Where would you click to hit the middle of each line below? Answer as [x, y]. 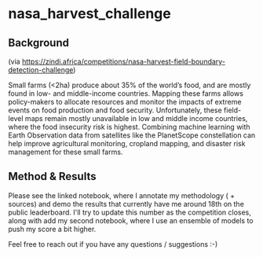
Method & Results [52, 176]
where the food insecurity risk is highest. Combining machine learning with [129, 127]
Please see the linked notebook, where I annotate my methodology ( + [122, 195]
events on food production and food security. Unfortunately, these [115, 110]
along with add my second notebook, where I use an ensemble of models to [131, 220]
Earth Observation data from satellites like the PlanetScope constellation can [132, 135]
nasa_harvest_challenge [89, 14]
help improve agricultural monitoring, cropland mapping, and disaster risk [127, 143]
